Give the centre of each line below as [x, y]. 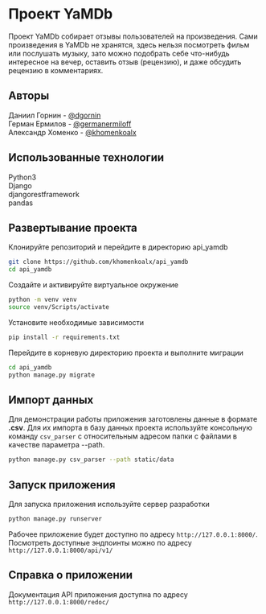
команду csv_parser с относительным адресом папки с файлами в [123, 436]
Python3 [23, 177]
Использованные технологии [86, 158]
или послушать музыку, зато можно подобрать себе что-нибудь [119, 53]
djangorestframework [44, 194]
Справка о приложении [71, 575]
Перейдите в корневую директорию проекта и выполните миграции [126, 352]
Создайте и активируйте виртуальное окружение [94, 285]
